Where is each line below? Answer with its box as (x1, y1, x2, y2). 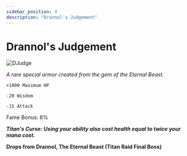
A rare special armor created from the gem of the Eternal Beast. (6, 71, 164, 78)
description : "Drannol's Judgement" (6, 14, 97, 20)
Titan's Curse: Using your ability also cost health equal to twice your (6, 126, 181, 133)
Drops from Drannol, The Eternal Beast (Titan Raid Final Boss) (6, 143, 162, 151)
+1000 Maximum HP (6, 83, 50, 89)
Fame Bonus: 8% (6, 114, 49, 121)
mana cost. (6, 132, 35, 139)
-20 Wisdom (6, 93, 33, 99)
